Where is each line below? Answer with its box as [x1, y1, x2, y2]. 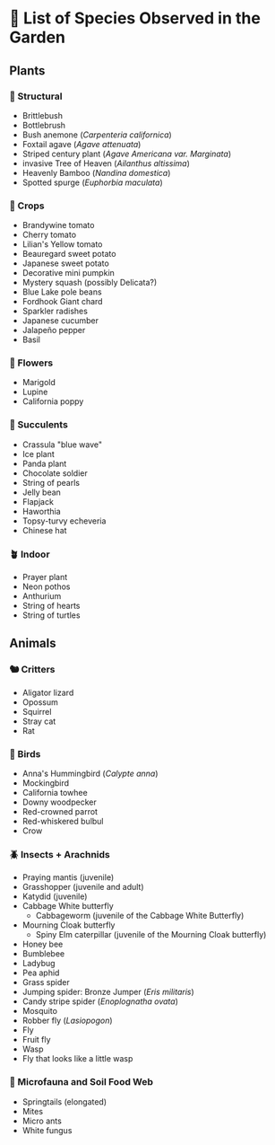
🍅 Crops [9, 199, 45, 212]
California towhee [21, 788, 88, 798]
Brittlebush [21, 110, 63, 120]
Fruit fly [21, 1035, 51, 1045]
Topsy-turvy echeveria [21, 515, 107, 526]
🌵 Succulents [9, 418, 69, 431]
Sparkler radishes [21, 305, 88, 317]
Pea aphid [21, 967, 60, 978]
